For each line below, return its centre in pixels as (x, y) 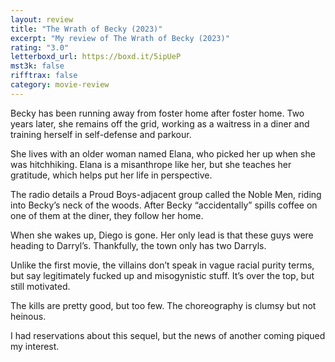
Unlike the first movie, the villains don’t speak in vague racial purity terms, (162, 265)
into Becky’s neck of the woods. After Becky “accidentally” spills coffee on (164, 205)
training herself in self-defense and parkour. (101, 134)
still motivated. (40, 286)
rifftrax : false (44, 76)
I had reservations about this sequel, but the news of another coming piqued (168, 335)
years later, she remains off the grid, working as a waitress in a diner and (160, 123)
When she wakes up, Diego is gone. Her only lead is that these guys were (162, 235)
